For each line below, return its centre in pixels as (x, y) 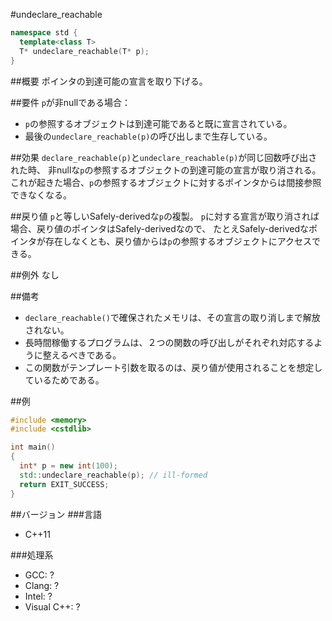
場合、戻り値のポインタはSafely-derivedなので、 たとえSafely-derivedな (160, 228)
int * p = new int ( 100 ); (68, 466)
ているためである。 (64, 380)
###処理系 (32, 555)
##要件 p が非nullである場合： (71, 102)
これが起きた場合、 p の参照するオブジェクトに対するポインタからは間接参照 (166, 182)
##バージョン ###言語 (56, 514)
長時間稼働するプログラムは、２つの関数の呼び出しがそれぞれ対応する (169, 342)
